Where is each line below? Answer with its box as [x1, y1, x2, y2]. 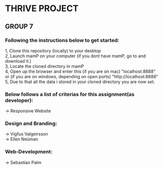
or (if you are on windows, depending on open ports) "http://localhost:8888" [5, 73, 159, 79]
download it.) [5, 58, 32, 64]
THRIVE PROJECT [5, 3, 79, 14]
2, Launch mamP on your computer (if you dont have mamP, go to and [5, 53, 146, 59]
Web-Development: [5, 149, 53, 155]
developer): [5, 97, 33, 103]
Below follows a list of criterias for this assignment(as [5, 91, 135, 98]
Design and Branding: [5, 120, 57, 127]
